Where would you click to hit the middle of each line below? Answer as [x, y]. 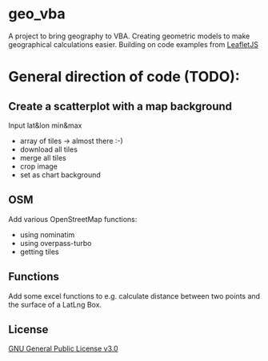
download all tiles [49, 149]
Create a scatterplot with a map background [120, 106]
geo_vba [37, 14]
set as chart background [60, 175]
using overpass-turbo [56, 243]
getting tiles [39, 252]
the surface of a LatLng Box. [55, 304]
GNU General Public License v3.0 [63, 349]
